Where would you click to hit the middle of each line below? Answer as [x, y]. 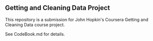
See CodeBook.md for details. [35, 34]
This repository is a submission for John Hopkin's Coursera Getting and [77, 19]
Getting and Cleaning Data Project [58, 8]
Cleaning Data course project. [35, 25]
